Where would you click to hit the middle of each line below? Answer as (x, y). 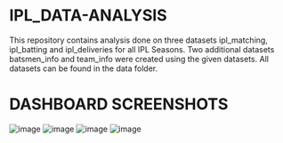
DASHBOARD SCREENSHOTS (119, 104)
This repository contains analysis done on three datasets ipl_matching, (139, 40)
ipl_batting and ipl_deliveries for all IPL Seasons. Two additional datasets (142, 49)
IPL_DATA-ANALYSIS (88, 16)
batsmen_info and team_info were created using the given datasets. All (139, 59)
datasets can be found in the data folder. (84, 68)
